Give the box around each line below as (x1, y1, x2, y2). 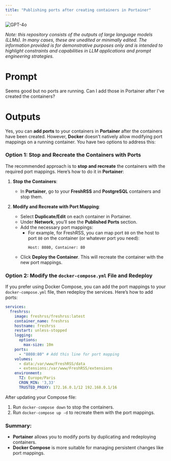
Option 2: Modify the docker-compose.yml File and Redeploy (5, 272, 153, 279)
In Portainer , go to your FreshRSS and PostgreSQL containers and (20, 188, 161, 194)
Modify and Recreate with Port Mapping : (12, 203, 100, 210)
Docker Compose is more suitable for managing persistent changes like (12, 445, 164, 451)
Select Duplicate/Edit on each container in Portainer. (20, 213, 131, 219)
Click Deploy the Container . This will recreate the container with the (20, 253, 164, 260)
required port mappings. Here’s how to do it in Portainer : (5, 168, 124, 174)
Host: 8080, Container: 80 (27, 245, 85, 250)
